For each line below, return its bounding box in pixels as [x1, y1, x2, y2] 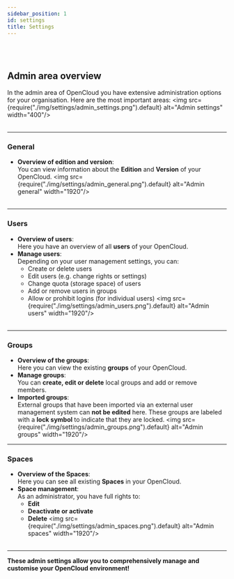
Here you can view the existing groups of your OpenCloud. [17, 363, 187, 372]
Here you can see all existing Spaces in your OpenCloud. [17, 477, 182, 486]
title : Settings [7, 23, 54, 30]
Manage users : [17, 249, 62, 258]
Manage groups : [17, 371, 66, 379]
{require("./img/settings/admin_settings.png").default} [7, 103, 162, 112]
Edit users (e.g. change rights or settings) [27, 271, 148, 280]
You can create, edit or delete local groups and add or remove [17, 378, 197, 387]
